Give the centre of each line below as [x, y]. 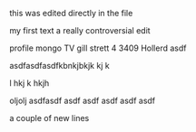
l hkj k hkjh [29, 83]
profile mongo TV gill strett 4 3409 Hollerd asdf [98, 48]
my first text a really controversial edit [80, 30]
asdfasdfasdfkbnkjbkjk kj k [60, 66]
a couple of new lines [49, 118]
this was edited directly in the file [71, 13]
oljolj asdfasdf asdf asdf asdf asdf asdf [83, 100]
